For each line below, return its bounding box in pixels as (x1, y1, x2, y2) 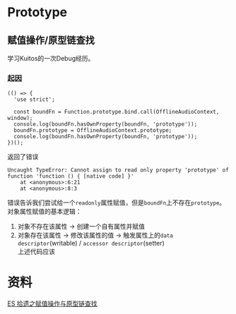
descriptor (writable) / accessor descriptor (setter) (17, 239, 165, 248)
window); (7, 114, 33, 122)
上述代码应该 (17, 248, 55, 256)
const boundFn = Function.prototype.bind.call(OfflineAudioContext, (13, 109, 220, 116)
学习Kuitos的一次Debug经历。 (7, 54, 95, 62)
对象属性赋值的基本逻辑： (7, 207, 82, 216)
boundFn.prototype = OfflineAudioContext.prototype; (13, 127, 172, 134)
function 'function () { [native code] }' (7, 173, 134, 180)
